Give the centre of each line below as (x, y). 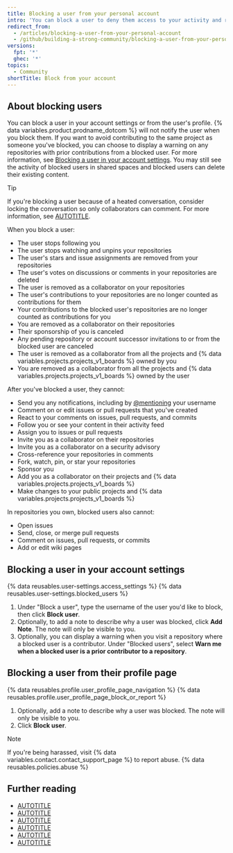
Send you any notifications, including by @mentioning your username (116, 403)
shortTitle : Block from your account (62, 78)
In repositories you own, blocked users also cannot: (81, 512)
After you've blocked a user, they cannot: (66, 389)
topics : (18, 65)
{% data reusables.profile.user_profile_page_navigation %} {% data (104, 690)
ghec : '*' (27, 59)
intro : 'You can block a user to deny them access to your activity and (114, 20)
